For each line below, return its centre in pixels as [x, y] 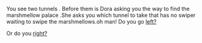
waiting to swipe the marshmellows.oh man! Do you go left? [81, 21]
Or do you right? [27, 33]
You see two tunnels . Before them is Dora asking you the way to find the [98, 9]
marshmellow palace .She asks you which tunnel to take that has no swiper [101, 15]
